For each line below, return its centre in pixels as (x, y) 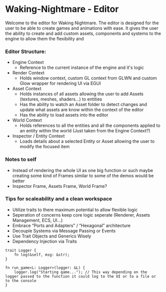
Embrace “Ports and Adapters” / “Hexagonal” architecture (71, 225)
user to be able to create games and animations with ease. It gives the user (82, 28)
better (18, 181)
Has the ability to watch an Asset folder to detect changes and (83, 105)
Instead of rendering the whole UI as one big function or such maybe (83, 170)
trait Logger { (21, 250)
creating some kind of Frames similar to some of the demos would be (83, 175)
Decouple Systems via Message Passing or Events (64, 231)
